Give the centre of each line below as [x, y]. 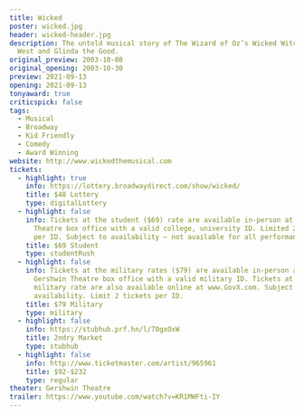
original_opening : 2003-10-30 [66, 69]
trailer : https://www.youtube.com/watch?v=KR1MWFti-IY [115, 397]
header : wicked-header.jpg [60, 34]
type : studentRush [60, 254]
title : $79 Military [64, 304]
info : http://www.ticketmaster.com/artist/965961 [121, 363]
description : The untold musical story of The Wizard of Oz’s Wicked [143, 43]
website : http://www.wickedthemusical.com [90, 161]
